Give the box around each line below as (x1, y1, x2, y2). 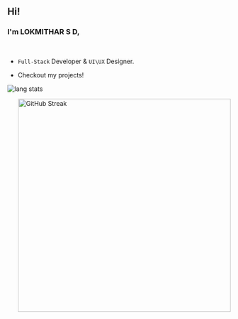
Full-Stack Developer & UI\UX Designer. (17, 57, 135, 65)
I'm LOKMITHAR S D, (7, 27, 80, 37)
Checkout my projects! (17, 70, 84, 79)
